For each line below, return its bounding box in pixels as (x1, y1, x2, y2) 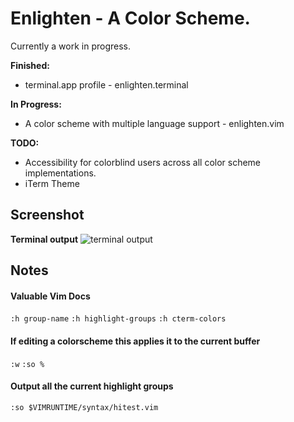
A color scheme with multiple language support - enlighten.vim (24, 117, 285, 129)
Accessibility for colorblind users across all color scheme (24, 156, 262, 168)
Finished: (10, 59, 50, 71)
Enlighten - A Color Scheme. (10, 7, 251, 30)
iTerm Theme (24, 177, 80, 189)
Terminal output (10, 233, 79, 245)
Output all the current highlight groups (10, 380, 174, 392)
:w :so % (10, 359, 45, 369)
